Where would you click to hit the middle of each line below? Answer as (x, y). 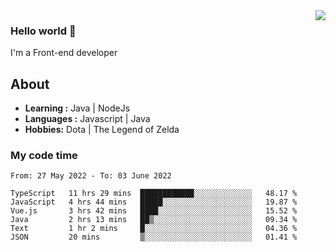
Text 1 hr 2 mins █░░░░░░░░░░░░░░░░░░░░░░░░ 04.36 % (154, 229)
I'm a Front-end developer (64, 53)
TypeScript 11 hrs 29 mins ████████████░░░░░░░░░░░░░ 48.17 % (154, 194)
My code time (44, 156)
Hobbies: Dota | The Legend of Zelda (102, 130)
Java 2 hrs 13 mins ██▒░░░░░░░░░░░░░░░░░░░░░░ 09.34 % (154, 220)
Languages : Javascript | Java (87, 119)
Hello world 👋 (43, 31)
